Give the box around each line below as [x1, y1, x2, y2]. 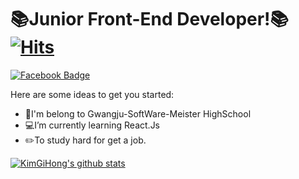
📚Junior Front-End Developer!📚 [10, 8, 290, 31]
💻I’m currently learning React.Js [24, 119, 161, 131]
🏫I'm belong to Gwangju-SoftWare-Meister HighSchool [24, 107, 252, 120]
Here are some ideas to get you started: [10, 88, 175, 100]
